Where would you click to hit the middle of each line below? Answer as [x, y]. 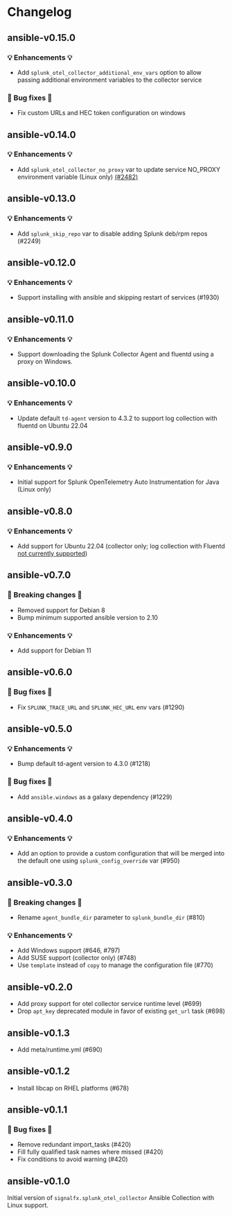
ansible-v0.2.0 [40, 987]
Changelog [39, 12]
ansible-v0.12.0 [42, 262]
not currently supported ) [52, 553]
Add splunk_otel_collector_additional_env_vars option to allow [109, 72]
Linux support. [28, 1205]
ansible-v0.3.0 [40, 882]
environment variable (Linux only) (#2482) [78, 177]
